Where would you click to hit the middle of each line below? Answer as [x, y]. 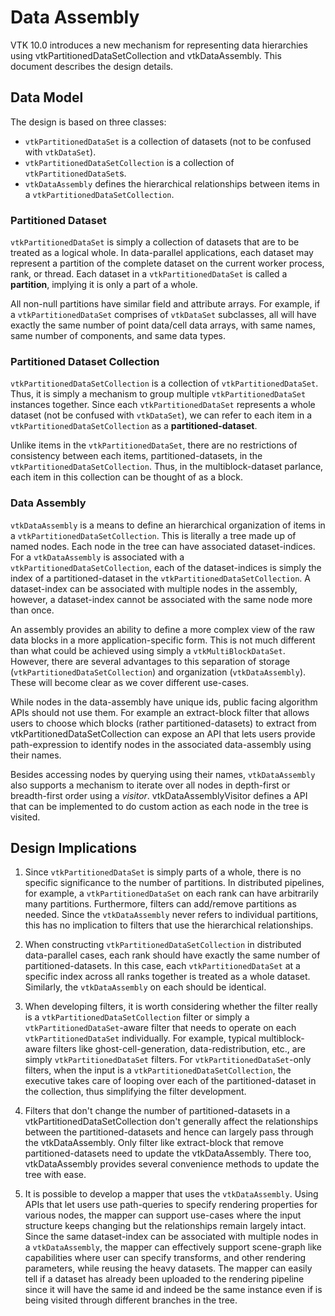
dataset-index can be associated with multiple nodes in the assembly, [154, 588]
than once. [32, 610]
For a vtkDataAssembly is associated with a [97, 557]
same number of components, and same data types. [118, 336]
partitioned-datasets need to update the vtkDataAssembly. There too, [168, 1153]
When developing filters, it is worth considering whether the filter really [171, 1007]
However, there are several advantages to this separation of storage [150, 661]
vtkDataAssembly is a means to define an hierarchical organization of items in [168, 525]
